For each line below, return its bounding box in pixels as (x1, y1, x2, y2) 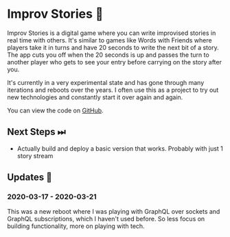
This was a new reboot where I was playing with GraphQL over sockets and (7, 208, 220, 216)
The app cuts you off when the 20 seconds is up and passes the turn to (7, 51, 209, 59)
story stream (16, 151, 54, 160)
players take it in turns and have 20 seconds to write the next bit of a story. (7, 43, 219, 51)
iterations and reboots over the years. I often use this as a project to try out (7, 86, 219, 94)
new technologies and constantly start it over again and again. (7, 92, 183, 101)
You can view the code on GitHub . (7, 106, 104, 114)
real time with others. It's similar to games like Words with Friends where (7, 36, 212, 44)
